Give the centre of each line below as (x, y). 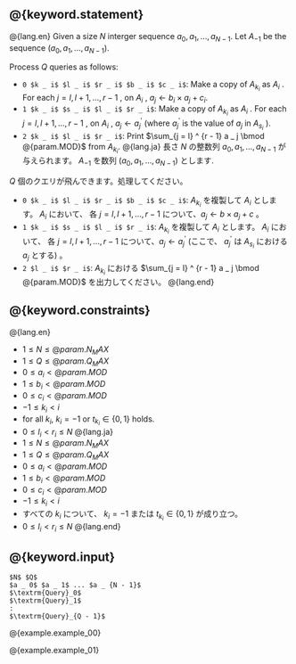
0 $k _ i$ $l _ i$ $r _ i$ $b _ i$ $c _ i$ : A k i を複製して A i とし (145, 202)
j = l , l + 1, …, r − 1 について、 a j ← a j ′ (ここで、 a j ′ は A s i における (173, 242)
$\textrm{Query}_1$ (45, 601)
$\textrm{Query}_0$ (45, 593)
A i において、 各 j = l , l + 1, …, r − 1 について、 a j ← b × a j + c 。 (152, 215)
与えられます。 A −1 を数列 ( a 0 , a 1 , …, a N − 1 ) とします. (118, 162)
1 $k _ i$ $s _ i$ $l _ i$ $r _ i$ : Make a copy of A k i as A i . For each (154, 111)
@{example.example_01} (54, 650)
